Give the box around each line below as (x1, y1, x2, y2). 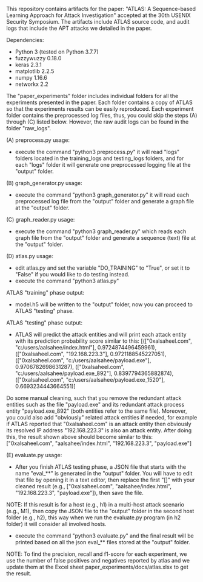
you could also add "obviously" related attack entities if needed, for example (6, 414, 198, 421)
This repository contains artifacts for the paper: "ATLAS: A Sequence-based (6, 5, 196, 12)
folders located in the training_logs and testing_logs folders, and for (15, 155, 184, 162)
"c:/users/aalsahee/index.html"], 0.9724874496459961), (15, 344, 157, 351)
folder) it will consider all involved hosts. (6, 521, 107, 527)
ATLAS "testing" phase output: (6, 319, 83, 326)
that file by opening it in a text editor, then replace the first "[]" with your (15, 476, 195, 483)
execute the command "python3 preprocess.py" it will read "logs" (15, 149, 180, 155)
